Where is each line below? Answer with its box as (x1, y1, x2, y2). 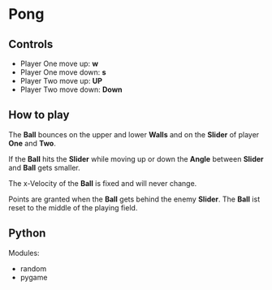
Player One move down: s (19, 67, 107, 77)
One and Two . (8, 138, 57, 148)
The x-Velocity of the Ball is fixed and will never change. (8, 178, 197, 188)
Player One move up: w (19, 58, 99, 68)
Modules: (8, 248, 40, 258)
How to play (8, 108, 70, 122)
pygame (19, 272, 48, 282)
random (19, 263, 47, 273)
